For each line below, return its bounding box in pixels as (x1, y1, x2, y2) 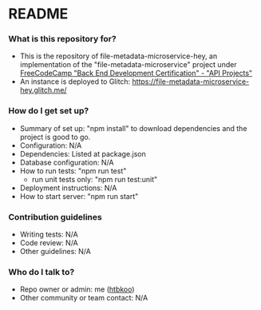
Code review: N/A (19, 238, 78, 248)
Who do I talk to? (8, 267, 75, 277)
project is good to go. (19, 132, 91, 141)
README (8, 5, 69, 23)
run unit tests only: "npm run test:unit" (31, 174, 158, 184)
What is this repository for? (8, 34, 117, 45)
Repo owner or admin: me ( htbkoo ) (19, 284, 135, 294)
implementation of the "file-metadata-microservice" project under (19, 60, 237, 70)
